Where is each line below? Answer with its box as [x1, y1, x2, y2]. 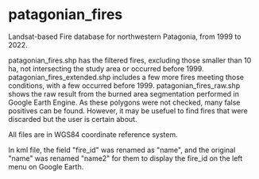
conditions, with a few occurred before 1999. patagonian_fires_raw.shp [8, 81, 241, 90]
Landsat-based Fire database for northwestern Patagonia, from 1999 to [8, 32, 242, 41]
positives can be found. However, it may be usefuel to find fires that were [8, 105, 248, 116]
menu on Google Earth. [8, 162, 84, 171]
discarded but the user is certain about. [8, 114, 137, 124]
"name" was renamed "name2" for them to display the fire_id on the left [8, 153, 243, 163]
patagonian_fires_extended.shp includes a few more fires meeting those [8, 72, 245, 82]
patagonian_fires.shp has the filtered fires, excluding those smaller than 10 [8, 55, 252, 65]
